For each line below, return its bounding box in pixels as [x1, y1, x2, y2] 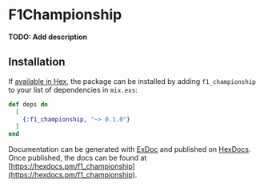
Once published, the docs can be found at [8, 153, 147, 163]
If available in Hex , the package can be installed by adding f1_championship [8, 76, 256, 86]
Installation [8, 55, 66, 69]
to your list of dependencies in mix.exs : [8, 85, 138, 94]
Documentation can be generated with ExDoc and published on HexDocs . [8, 145, 251, 154]
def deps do [8, 100, 48, 109]
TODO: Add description [8, 32, 88, 42]
